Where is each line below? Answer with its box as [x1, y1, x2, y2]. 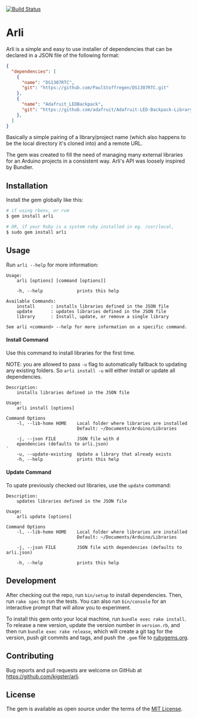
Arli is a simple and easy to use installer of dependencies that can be [6, 45, 173, 52]
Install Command [6, 336, 49, 343]
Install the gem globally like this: [6, 197, 84, 204]
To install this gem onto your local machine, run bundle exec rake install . [6, 615, 186, 622]
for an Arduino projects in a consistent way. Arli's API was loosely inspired [6, 157, 185, 164]
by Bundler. [6, 164, 34, 171]
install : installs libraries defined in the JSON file [16, 303, 169, 309]
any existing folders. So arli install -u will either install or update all [6, 367, 176, 374]
